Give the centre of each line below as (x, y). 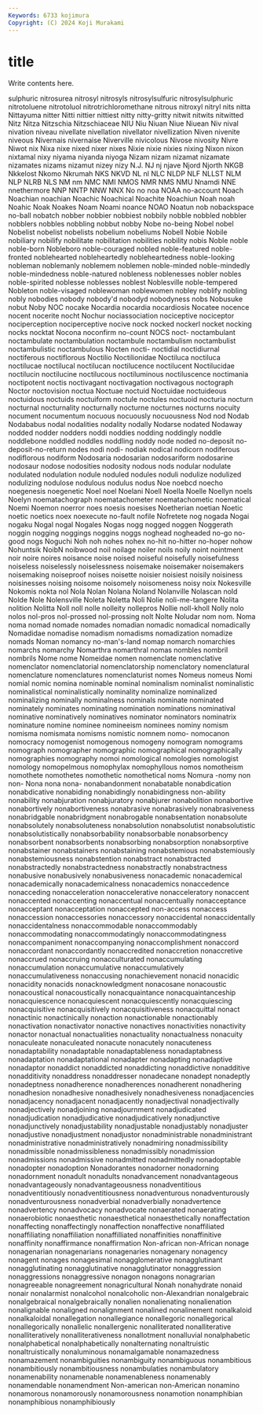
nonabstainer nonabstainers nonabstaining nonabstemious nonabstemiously (131, 851)
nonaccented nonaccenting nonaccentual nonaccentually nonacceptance (127, 900)
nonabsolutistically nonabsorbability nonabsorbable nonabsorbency (118, 834)
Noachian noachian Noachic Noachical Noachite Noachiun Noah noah (122, 199)
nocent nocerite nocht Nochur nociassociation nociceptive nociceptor (121, 316)
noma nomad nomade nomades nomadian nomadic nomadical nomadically (130, 625)
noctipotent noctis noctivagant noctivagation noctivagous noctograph (121, 383)
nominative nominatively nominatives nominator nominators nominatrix (122, 717)
